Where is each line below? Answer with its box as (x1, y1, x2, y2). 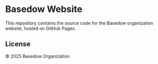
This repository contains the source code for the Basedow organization (5, 20, 153, 26)
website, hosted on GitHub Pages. (5, 25, 76, 31)
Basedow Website (5, 3, 82, 15)
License (5, 40, 31, 48)
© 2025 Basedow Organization (5, 53, 70, 59)
